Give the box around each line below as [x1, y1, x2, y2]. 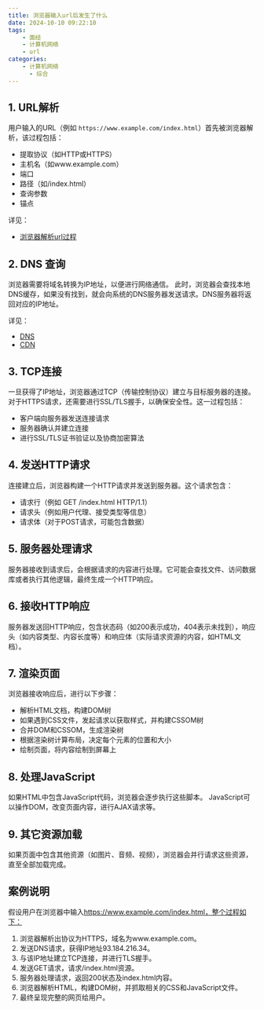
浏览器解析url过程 [19, 232, 77, 242]
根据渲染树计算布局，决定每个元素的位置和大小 [19, 735, 171, 744]
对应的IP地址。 [14, 299, 63, 309]
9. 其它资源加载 [8, 828, 82, 841]
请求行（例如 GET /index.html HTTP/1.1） [19, 497, 152, 506]
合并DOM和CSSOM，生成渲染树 [19, 726, 124, 735]
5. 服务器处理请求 [8, 543, 93, 556]
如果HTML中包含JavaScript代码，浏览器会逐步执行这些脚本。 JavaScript [8, 792, 244, 802]
